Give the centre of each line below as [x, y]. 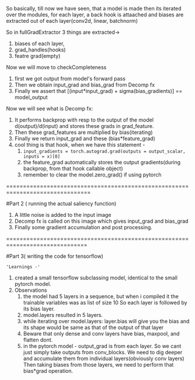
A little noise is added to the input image [63, 215]
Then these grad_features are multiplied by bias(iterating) [83, 132]
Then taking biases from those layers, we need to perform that [98, 365]
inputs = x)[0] [41, 157]
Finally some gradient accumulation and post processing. [83, 227]
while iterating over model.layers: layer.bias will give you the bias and [106, 321]
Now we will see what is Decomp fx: [50, 108]
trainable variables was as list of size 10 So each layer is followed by [105, 303]
